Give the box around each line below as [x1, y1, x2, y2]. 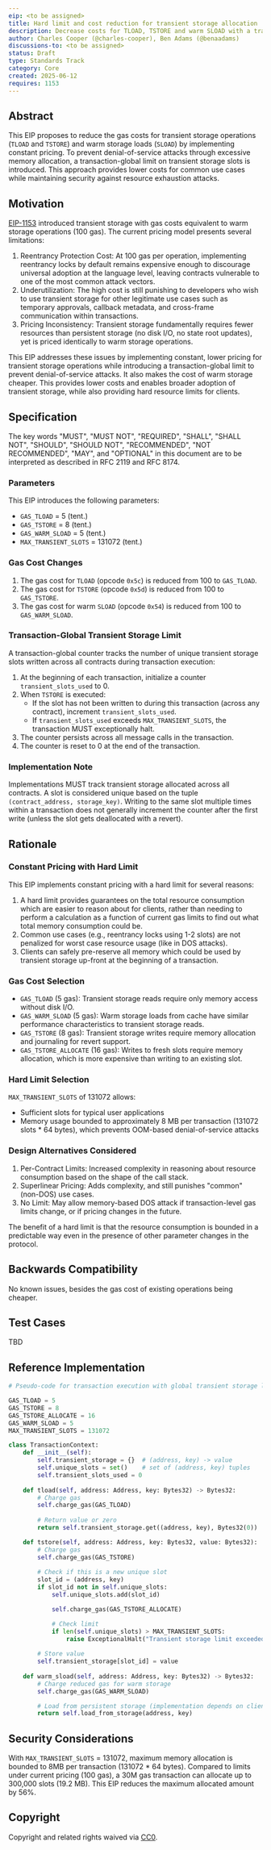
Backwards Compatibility [8, 1263, 139, 1276]
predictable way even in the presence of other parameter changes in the [8, 1230, 249, 1240]
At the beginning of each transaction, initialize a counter [19, 672, 206, 682]
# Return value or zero [37, 1516, 117, 1525]
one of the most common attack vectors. [19, 277, 156, 286]
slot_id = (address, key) [37, 1576, 125, 1584]
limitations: [8, 236, 45, 245]
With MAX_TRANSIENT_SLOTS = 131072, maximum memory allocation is [8, 1753, 233, 1763]
